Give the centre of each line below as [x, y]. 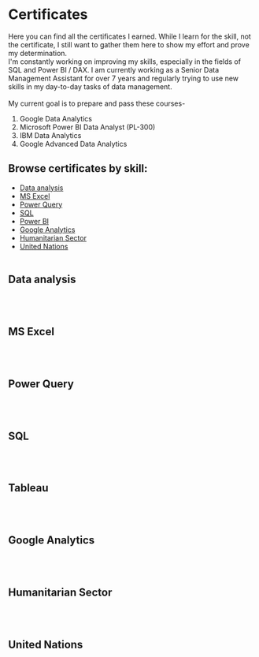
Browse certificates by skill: [78, 168]
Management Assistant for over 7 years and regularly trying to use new [123, 78]
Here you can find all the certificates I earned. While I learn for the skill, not [130, 36]
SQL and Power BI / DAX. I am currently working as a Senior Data [114, 69]
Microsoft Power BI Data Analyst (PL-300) [87, 127]
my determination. [38, 53]
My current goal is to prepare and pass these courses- [97, 103]
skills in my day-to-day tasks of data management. [90, 86]
